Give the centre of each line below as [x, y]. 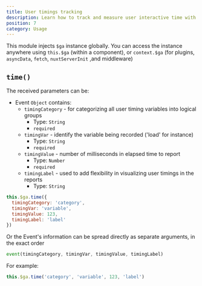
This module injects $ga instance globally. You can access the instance [94, 46]
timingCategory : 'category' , [48, 203]
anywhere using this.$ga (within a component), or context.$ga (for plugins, [100, 53]
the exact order [25, 243]
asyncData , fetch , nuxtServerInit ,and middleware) [70, 59]
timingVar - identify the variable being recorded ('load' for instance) [109, 135]
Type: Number [49, 160]
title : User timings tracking [44, 12]
